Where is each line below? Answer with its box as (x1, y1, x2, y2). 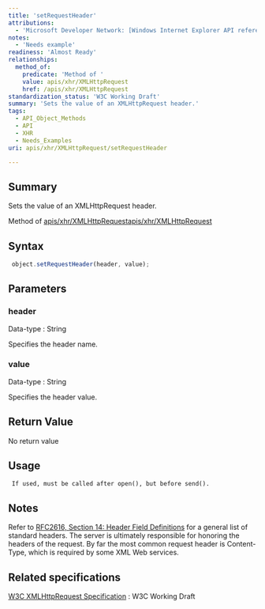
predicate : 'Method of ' (22, 70, 104, 78)
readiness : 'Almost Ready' (8, 48, 97, 56)
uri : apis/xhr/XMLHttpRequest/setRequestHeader (8, 144, 168, 152)
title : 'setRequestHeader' (8, 11, 97, 20)
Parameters (8, 282, 67, 296)
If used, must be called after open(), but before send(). (11, 480, 211, 488)
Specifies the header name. (8, 339, 99, 349)
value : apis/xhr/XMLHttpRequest (22, 78, 129, 85)
